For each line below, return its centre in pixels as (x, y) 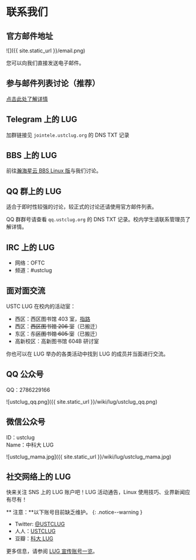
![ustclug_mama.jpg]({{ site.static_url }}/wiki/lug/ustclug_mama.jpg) (89, 457)
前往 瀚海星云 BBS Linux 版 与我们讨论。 (54, 171)
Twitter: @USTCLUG (40, 524)
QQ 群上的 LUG (34, 191)
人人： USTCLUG (35, 531)
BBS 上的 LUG (32, 155)
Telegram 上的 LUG (42, 119)
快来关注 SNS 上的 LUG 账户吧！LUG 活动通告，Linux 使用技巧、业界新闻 (96, 492)
